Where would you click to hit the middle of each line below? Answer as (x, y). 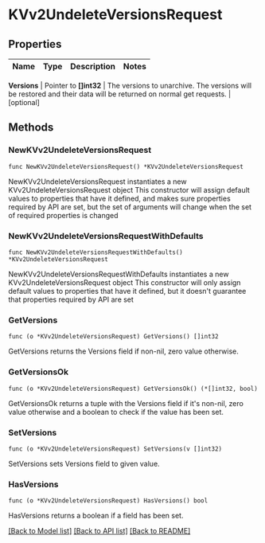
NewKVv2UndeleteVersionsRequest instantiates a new (97, 182)
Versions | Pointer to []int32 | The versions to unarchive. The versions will (130, 86)
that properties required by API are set (71, 299)
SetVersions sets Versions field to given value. (84, 463)
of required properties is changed (63, 215)
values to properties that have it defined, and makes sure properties (119, 198)
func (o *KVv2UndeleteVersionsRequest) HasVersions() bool (108, 501)
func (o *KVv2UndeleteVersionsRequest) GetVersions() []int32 (113, 337)
